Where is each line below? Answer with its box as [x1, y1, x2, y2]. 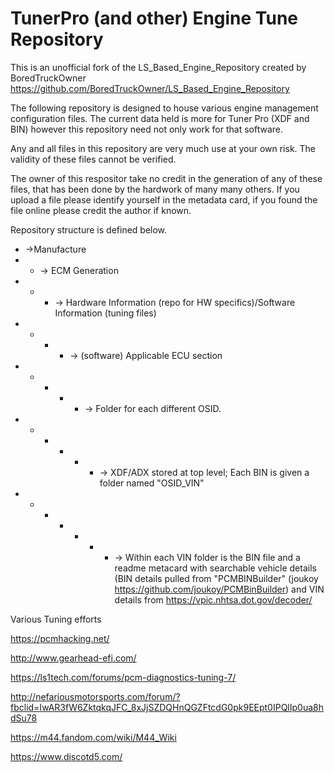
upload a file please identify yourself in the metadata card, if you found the [10, 193, 318, 206]
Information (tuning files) [54, 307, 157, 319]
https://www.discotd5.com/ [10, 750, 123, 762]
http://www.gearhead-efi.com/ [10, 652, 137, 664]
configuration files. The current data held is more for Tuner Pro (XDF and [10, 112, 310, 124]
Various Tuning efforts [10, 613, 102, 625]
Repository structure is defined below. [10, 223, 168, 236]
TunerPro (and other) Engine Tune [10, 7, 299, 30]
